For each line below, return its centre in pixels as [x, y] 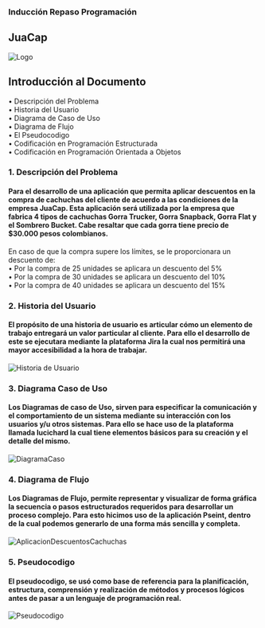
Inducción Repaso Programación [73, 12]
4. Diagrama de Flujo [49, 479]
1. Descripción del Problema [63, 172]
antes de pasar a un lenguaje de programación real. [95, 598]
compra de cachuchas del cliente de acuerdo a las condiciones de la [123, 200]
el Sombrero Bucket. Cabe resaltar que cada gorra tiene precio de [119, 225]
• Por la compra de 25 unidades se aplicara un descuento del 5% [115, 268]
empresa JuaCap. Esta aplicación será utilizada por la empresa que [121, 209]
